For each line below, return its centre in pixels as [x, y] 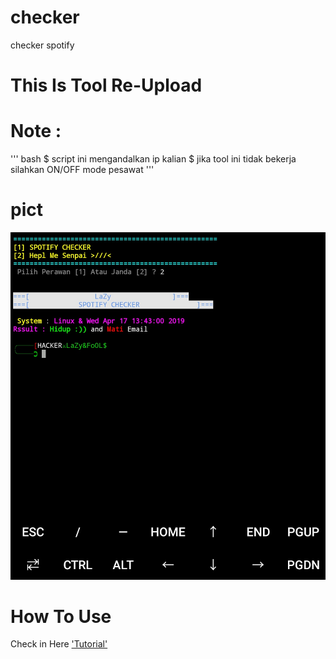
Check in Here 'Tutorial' [59, 644]
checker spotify [42, 45]
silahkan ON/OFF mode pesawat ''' [82, 170]
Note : [36, 131]
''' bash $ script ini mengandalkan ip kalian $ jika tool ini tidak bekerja [153, 159]
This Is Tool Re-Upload [106, 85]
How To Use [61, 616]
